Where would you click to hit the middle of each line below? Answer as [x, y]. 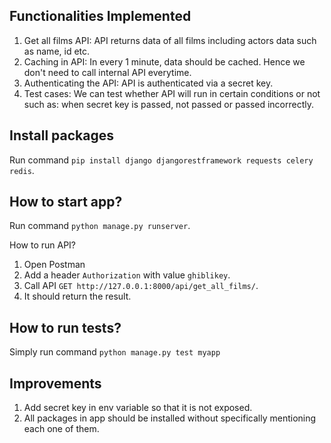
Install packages [61, 135]
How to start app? [66, 202]
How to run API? [42, 245]
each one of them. [61, 429]
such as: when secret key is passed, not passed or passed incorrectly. [169, 104]
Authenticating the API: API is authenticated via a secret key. [148, 83]
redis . [22, 170]
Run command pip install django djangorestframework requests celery [161, 160]
